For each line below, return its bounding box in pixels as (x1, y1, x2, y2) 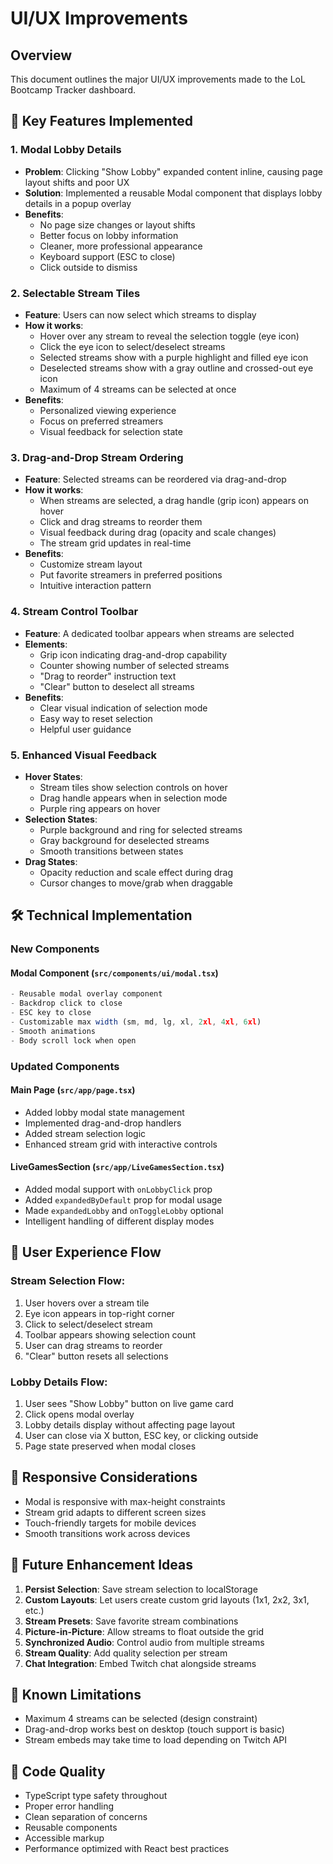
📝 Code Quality (10, 1763, 106, 1780)
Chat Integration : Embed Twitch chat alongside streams (24, 1657, 257, 1669)
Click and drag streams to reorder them (39, 516, 203, 528)
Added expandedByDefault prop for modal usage (24, 1193, 223, 1206)
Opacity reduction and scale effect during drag (39, 866, 234, 878)
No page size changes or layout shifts (39, 218, 196, 231)
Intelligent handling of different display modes (24, 1215, 215, 1227)
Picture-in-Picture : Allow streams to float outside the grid (24, 1625, 265, 1637)
